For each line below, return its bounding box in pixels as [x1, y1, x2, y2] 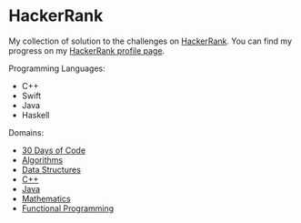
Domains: [8, 127, 45, 137]
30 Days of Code [21, 145, 86, 156]
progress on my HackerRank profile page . [8, 45, 166, 56]
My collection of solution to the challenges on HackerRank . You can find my [8, 35, 293, 46]
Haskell [21, 109, 50, 120]
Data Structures [21, 164, 81, 175]
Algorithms [21, 154, 64, 165]
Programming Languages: [8, 63, 105, 74]
